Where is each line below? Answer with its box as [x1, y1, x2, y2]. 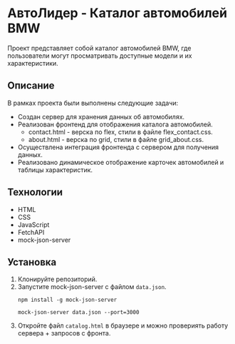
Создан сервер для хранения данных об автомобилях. [17, 112, 185, 121]
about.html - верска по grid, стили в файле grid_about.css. [28, 135, 204, 143]
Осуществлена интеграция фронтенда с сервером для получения [17, 143, 219, 151]
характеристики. [7, 59, 58, 67]
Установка [7, 256, 57, 268]
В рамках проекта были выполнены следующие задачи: [7, 98, 179, 107]
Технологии [7, 186, 63, 198]
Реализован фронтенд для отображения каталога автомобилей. [17, 120, 214, 128]
